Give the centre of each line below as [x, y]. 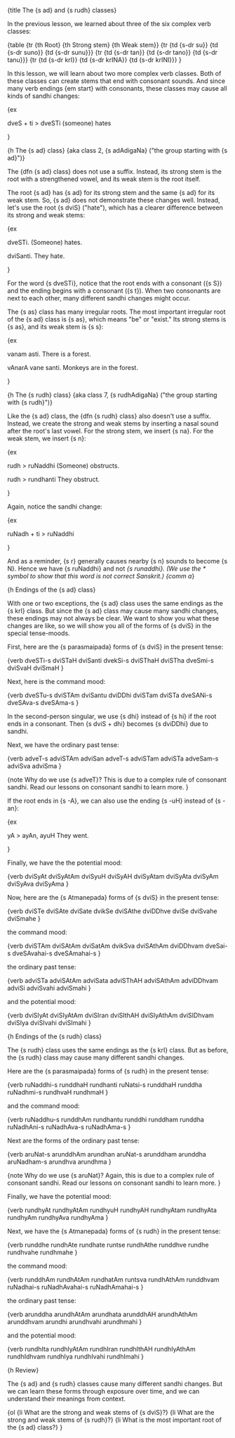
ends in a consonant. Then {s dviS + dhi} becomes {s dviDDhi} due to [108, 724]
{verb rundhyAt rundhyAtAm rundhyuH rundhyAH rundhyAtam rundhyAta [112, 1210]
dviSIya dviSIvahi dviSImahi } [49, 1023]
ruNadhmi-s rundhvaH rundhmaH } [58, 1092]
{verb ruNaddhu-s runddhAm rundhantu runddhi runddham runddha [106, 1119]
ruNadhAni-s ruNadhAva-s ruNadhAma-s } [69, 1127]
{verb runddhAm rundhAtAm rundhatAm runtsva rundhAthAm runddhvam [113, 1279]
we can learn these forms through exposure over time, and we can [103, 1391]
